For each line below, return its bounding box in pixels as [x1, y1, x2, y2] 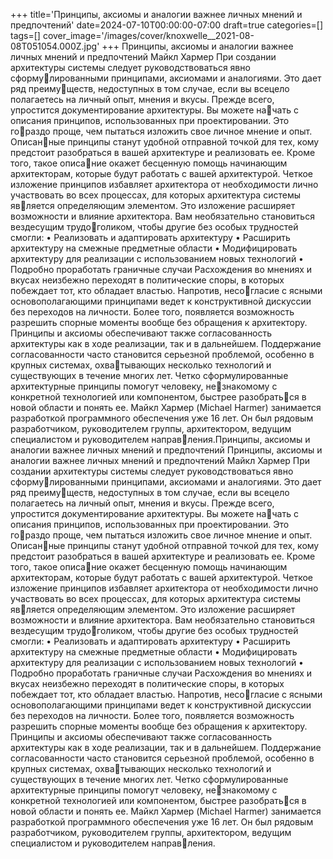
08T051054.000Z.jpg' [10, 40, 100, 52]
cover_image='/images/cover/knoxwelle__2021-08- [42, 30, 255, 41]
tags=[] [10, 30, 41, 41]
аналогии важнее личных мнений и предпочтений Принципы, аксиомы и [10, 444, 323, 456]
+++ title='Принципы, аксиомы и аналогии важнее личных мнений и [10, 9, 303, 20]
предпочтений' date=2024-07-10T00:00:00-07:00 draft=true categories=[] [10, 19, 324, 31]
